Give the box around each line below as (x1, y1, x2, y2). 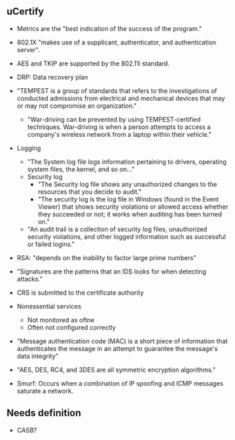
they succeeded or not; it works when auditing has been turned (37, 209, 222, 218)
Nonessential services (16, 302, 82, 310)
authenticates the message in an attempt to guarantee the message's (16, 344, 218, 353)
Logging (16, 144, 42, 152)
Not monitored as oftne (27, 315, 95, 324)
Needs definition (6, 407, 82, 419)
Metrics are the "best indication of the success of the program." (16, 24, 202, 32)
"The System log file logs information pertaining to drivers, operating (27, 157, 227, 166)
